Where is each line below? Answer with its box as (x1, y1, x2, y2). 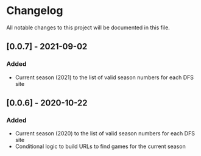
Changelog (6, 4, 63, 18)
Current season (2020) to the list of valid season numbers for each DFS (15, 130, 195, 137)
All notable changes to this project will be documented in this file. (6, 24, 171, 31)
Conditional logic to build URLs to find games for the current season (15, 143, 186, 150)
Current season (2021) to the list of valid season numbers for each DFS (15, 74, 194, 81)
